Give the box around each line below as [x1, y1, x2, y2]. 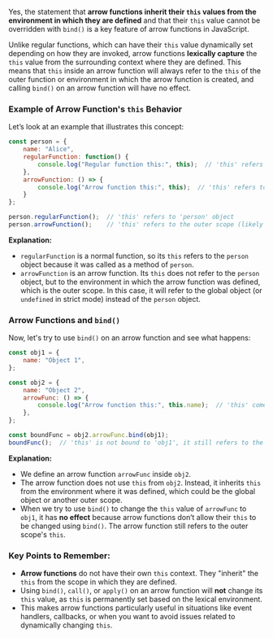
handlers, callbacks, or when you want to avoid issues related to [19, 612, 236, 622]
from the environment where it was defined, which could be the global [19, 486, 256, 496]
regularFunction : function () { [23, 153, 129, 161]
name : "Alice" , [23, 146, 75, 154]
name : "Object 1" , [23, 356, 85, 365]
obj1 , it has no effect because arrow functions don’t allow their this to [19, 512, 257, 522]
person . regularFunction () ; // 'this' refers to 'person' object [8, 213, 234, 221]
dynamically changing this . [19, 620, 113, 630]
